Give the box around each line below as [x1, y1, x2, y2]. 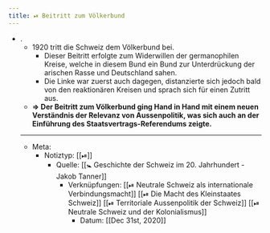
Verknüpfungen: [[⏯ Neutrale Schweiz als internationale [67, 179, 253, 189]
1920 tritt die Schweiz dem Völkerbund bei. [31, 42, 174, 52]
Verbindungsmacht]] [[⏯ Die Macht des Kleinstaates [67, 189, 241, 199]
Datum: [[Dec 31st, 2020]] [80, 215, 166, 225]
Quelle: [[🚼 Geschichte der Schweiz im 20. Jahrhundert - [55, 159, 245, 169]
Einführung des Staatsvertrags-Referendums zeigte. [31, 119, 212, 128]
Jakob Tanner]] [55, 171, 107, 181]
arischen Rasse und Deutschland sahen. [43, 67, 178, 77]
